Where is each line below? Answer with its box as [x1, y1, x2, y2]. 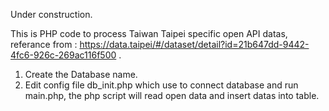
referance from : [10, 39, 78, 50]
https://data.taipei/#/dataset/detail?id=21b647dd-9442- [79, 39, 310, 50]
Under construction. [10, 9, 93, 20]
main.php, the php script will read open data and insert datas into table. [24, 90, 320, 101]
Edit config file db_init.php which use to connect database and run [24, 79, 299, 91]
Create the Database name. [24, 69, 138, 80]
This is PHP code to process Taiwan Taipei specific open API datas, [10, 28, 288, 39]
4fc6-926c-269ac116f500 [10, 49, 117, 61]
